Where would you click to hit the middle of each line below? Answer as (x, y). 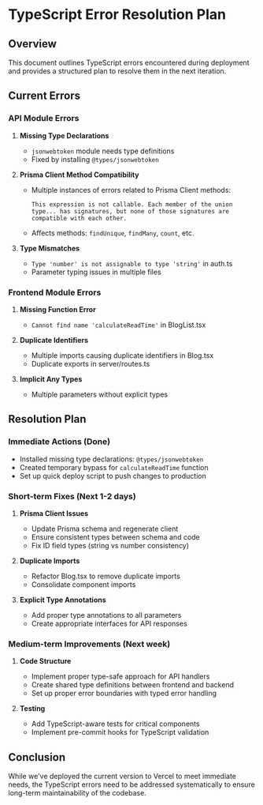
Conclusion (37, 757)
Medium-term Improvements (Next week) (89, 644)
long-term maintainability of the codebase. (78, 793)
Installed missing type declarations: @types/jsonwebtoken (111, 459)
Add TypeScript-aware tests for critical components (115, 724)
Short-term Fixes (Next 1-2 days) (72, 496)
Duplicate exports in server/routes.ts (91, 363)
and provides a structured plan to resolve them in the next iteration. (117, 71)
